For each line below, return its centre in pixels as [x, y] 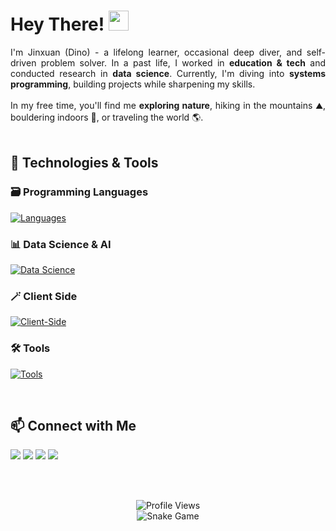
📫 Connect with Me [73, 425]
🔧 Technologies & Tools [84, 163]
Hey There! [57, 24]
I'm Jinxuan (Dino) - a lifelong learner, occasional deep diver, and [156, 52]
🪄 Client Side [44, 296]
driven [23, 62]
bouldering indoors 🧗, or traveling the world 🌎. [107, 117]
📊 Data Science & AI [61, 244]
